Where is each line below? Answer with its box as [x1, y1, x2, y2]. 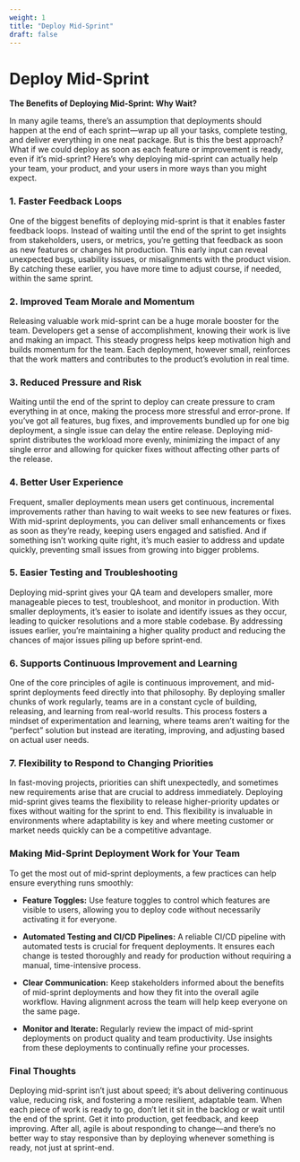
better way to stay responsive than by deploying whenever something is [9, 1132, 275, 1143]
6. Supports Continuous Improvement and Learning [9, 657, 238, 669]
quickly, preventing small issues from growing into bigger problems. [9, 544, 260, 555]
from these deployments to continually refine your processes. [21, 1042, 250, 1053]
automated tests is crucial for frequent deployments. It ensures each [21, 940, 275, 951]
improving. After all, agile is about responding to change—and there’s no [9, 1123, 276, 1133]
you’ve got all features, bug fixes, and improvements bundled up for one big [9, 415, 289, 426]
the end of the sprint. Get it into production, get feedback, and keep [9, 1114, 259, 1124]
